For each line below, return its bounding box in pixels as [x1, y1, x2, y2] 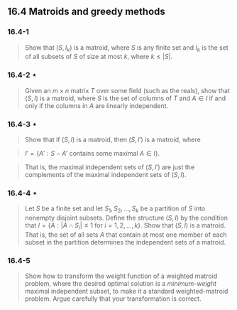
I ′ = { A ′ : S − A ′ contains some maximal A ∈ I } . [24, 149, 160, 158]
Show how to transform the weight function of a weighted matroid [24, 272, 218, 280]
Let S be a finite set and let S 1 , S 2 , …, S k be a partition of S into [24, 204, 206, 215]
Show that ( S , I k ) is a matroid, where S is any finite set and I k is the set [24, 43, 228, 53]
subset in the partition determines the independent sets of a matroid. [24, 237, 226, 246]
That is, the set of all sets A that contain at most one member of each [24, 230, 227, 239]
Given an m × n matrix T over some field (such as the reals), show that [24, 86, 231, 95]
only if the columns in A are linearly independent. [24, 101, 169, 109]
